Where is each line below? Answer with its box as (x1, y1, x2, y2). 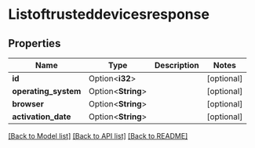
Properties (8, 37, 61, 50)
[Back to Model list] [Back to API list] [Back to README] (8, 132, 188, 140)
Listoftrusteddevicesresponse (8, 5, 210, 23)
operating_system (12, 86, 82, 96)
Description (154, 60, 199, 70)
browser (12, 99, 45, 109)
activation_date (12, 111, 71, 122)
